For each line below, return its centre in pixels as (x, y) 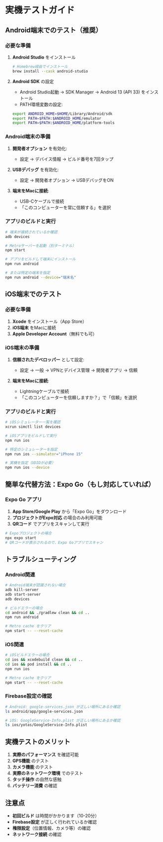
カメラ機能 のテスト (32, 767)
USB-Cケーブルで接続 (42, 201)
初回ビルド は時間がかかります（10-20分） (56, 816)
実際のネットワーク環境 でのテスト (48, 773)
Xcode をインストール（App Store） (50, 321)
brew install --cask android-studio (50, 71)
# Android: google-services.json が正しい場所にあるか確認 (63, 707)
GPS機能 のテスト (30, 761)
